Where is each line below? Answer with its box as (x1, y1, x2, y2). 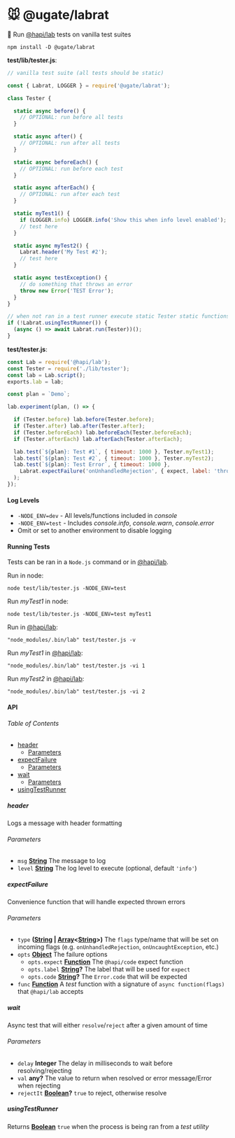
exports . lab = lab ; (7, 378, 64, 385)
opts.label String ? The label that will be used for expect (27, 965, 191, 974)
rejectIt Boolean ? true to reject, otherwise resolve (17, 1088, 167, 1097)
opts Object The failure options (17, 950, 108, 959)
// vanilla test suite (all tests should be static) (7, 69, 164, 76)
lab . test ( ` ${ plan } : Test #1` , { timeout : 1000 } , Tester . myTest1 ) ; (13, 448, 215, 455)
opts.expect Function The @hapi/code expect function (27, 957, 183, 966)
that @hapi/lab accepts (17, 988, 84, 996)
